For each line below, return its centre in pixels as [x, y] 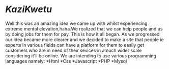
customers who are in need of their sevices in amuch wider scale [74, 50]
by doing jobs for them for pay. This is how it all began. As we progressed [82, 34]
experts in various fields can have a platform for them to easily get [75, 45]
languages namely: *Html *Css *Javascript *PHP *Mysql [66, 61]
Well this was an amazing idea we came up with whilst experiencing [76, 23]
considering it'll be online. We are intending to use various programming [81, 56]
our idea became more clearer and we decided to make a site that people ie [84, 40]
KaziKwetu [29, 9]
